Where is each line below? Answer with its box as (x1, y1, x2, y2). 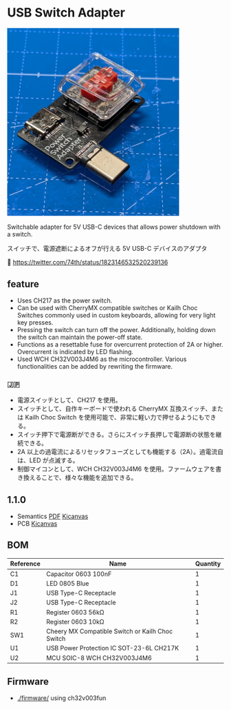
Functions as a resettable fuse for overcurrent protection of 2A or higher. (16, 340, 223, 349)
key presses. (16, 318, 54, 327)
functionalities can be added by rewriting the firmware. (16, 362, 173, 370)
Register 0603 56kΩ (45, 608, 104, 616)
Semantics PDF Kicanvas (16, 512, 89, 521)
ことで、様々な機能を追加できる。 (41, 473, 137, 482)
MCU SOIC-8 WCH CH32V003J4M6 (45, 653, 153, 662)
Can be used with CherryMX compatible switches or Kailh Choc (16, 303, 198, 311)
